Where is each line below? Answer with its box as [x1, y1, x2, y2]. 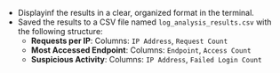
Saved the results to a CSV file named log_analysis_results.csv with [17, 17, 272, 27]
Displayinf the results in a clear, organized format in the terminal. [17, 8, 255, 18]
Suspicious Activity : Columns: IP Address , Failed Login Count [30, 55, 262, 64]
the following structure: [17, 26, 104, 36]
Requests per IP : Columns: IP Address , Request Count [30, 35, 228, 46]
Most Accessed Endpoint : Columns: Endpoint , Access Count [30, 45, 252, 55]
